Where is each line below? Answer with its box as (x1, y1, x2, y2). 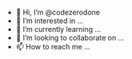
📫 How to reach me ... (15, 42, 90, 51)
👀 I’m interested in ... (15, 16, 84, 26)
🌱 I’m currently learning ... (15, 25, 102, 33)
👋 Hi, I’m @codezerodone (15, 8, 100, 17)
